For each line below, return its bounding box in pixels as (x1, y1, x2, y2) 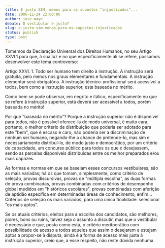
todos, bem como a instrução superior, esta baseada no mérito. (5, 84, 134, 90)
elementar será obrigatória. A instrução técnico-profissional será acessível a (5, 78, 160, 84)
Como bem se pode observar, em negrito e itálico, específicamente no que (5, 93, 157, 99)
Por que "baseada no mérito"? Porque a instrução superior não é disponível (5, 113, 159, 119)
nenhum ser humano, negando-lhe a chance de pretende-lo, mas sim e (5, 134, 150, 141)
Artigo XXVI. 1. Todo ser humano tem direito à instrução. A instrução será (5, 68, 154, 74)
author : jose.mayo (5, 16, 43, 21)
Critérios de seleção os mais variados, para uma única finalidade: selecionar (5, 196, 160, 202)
